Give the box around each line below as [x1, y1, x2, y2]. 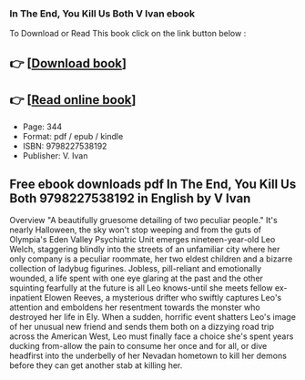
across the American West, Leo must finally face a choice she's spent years [9, 331, 294, 342]
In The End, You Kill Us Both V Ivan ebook [9, 7, 196, 20]
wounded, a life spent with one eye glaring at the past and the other [9, 272, 264, 284]
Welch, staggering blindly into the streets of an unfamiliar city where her [9, 244, 280, 255]
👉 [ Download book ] [9, 56, 127, 71]
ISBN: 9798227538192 [22, 140, 107, 151]
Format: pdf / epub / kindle [22, 130, 124, 141]
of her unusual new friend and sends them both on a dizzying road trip [9, 322, 275, 333]
